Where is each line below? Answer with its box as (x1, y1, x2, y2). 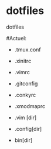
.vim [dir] (14, 114, 37, 121)
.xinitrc (14, 57, 32, 64)
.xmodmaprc (14, 102, 46, 109)
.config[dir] (14, 125, 42, 132)
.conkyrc (14, 91, 36, 98)
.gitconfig (14, 80, 38, 87)
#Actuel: (6, 34, 26, 41)
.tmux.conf (14, 46, 41, 53)
